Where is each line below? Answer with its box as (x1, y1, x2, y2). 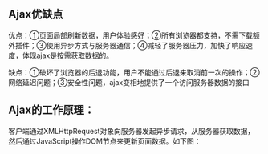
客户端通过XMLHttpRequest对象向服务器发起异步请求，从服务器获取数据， (8, 126, 255, 136)
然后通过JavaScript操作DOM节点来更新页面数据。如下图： (8, 136, 201, 146)
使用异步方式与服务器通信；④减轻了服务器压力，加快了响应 (46, 40, 246, 50)
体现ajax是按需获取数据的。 (22, 51, 114, 60)
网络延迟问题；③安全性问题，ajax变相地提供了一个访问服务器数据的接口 (8, 77, 250, 87)
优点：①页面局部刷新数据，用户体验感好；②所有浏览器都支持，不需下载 (8, 30, 253, 40)
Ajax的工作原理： (8, 103, 95, 117)
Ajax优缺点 (8, 7, 63, 22)
